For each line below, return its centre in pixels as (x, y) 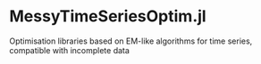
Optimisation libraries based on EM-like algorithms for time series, (131, 41)
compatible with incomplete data (69, 50)
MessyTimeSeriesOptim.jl (108, 16)
